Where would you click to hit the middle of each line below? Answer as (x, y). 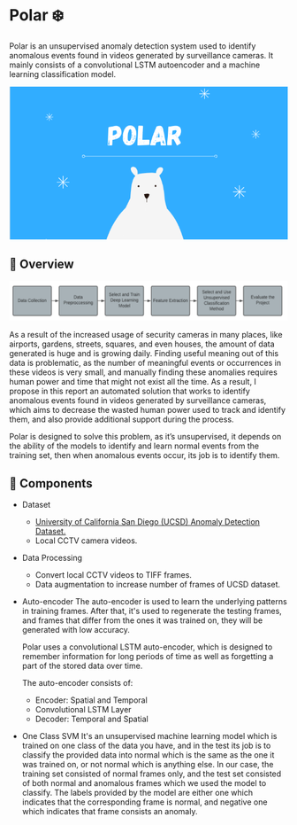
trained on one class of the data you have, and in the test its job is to (146, 746)
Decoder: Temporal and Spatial (91, 719)
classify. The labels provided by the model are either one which (137, 793)
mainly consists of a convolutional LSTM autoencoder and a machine (135, 65)
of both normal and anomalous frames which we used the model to (144, 783)
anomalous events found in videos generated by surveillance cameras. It (141, 55)
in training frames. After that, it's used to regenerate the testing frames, (152, 611)
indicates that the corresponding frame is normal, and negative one (145, 802)
